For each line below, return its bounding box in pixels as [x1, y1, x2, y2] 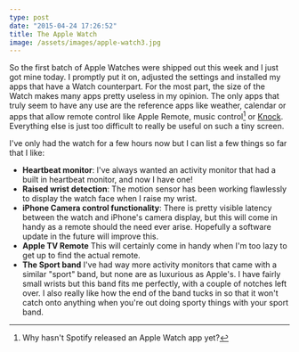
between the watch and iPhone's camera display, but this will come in [21, 211, 279, 223]
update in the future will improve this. [21, 231, 158, 241]
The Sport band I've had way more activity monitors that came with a [21, 259, 278, 270]
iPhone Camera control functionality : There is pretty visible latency [21, 202, 272, 213]
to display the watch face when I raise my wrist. [21, 192, 198, 203]
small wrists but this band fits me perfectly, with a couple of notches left [21, 278, 287, 289]
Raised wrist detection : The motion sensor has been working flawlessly [21, 184, 287, 194]
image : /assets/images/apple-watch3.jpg [9, 37, 162, 47]
